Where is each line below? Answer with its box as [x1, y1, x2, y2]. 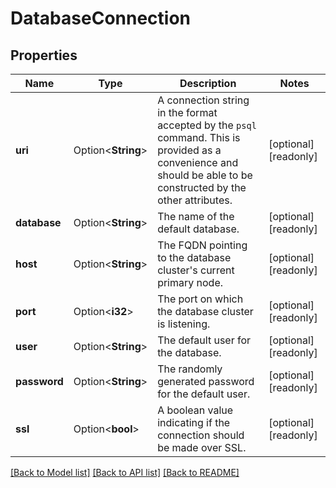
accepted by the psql [157, 118, 257, 132]
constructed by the [157, 181, 247, 194]
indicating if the [157, 416, 231, 429]
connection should [157, 428, 245, 442]
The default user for [157, 333, 252, 347]
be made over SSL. [157, 441, 247, 454]
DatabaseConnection [10, 7, 192, 30]
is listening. [157, 317, 211, 331]
